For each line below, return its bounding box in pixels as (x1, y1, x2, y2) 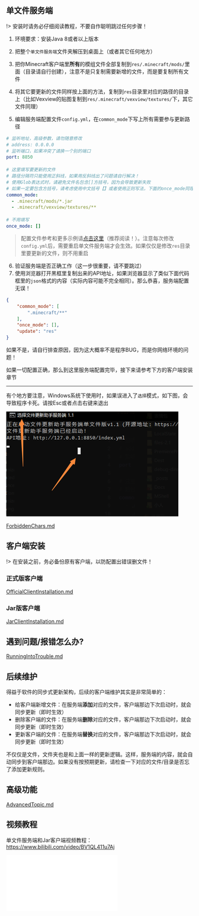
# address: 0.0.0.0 (6, 141, 54, 147)
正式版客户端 (6, 574, 43, 583)
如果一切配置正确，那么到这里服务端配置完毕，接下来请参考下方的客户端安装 (6, 366, 193, 373)
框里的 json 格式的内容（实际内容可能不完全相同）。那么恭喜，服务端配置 (14, 277, 190, 284)
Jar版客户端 (6, 604, 40, 612)
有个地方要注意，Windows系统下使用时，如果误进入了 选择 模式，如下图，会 (6, 392, 188, 399)
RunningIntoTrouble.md (6, 653, 63, 660)
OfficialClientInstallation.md (6, 588, 73, 596)
